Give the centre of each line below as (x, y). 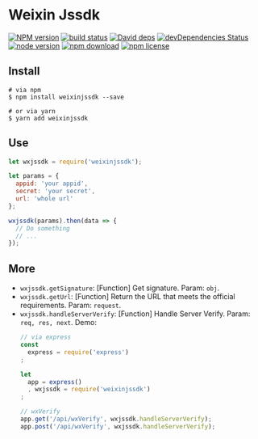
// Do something (43, 228)
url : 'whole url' (45, 199)
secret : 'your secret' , (55, 192)
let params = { (34, 176)
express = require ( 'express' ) (78, 352)
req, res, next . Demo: (58, 323)
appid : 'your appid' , (52, 184)
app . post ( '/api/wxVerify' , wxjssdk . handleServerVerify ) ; (118, 426)
